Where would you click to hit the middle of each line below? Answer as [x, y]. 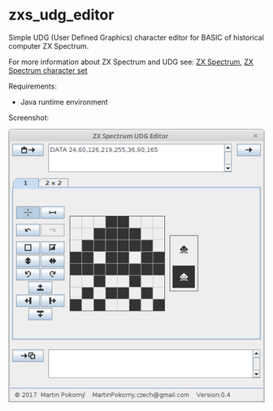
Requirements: [32, 86]
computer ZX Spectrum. [49, 45]
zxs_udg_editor [61, 15]
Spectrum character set [48, 70]
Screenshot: [29, 117]
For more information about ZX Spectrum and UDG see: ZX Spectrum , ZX [131, 62]
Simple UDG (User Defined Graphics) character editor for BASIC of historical [136, 37]
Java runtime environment [64, 102]
